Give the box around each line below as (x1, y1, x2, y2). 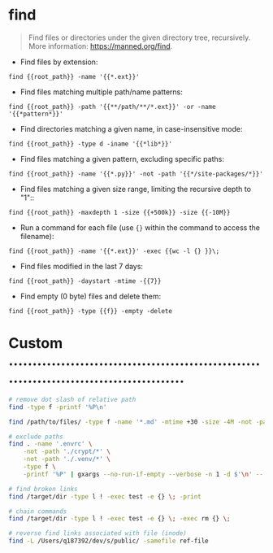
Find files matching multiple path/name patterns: (19, 87, 183, 97)
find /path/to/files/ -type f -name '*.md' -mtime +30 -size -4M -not (8, 417, 253, 426)
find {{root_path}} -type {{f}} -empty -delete (8, 307, 173, 315)
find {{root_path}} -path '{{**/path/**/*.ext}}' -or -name (8, 102, 217, 111)
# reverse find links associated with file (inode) (8, 529, 187, 538)
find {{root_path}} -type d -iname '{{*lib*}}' (8, 140, 173, 148)
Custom (8, 334, 63, 353)
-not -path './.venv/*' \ (23, 455, 111, 464)
